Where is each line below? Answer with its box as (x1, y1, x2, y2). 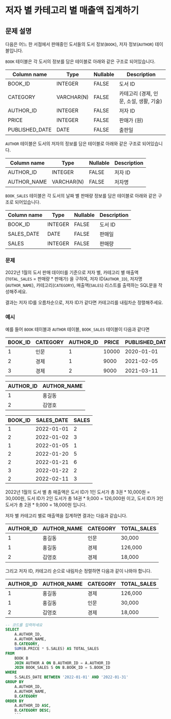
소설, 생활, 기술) (126, 98, 162, 105)
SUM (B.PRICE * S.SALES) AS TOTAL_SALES (14, 646, 99, 651)
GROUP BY (5, 680, 24, 685)
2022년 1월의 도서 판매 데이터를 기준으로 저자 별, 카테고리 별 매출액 (5, 269, 139, 276)
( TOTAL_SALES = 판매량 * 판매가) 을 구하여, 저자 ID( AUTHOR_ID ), (5, 276, 129, 282)
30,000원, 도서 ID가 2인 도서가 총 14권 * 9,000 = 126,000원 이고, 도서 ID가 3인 (5, 495, 164, 501)
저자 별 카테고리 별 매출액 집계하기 (5, 5, 139, 16)
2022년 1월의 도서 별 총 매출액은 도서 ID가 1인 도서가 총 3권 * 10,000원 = (5, 489, 150, 495)
